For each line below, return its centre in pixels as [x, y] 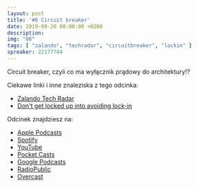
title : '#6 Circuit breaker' [49, 20]
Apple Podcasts [40, 132]
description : [26, 33]
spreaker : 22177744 [35, 52]
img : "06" [21, 39]
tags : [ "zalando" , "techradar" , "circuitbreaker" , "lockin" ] [100, 46]
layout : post [26, 13]
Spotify [27, 139]
